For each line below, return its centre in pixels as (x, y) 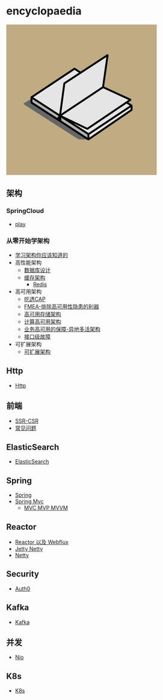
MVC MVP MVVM (46, 508)
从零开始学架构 (28, 241)
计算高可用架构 (42, 321)
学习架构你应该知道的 (41, 255)
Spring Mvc (29, 501)
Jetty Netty (29, 548)
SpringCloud (25, 211)
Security (23, 574)
